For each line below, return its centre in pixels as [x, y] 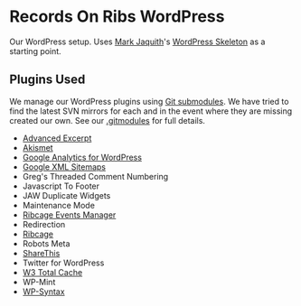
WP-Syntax [43, 292]
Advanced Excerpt [57, 138]
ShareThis [41, 253]
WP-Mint [39, 282]
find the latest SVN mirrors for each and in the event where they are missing [151, 111]
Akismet [38, 147]
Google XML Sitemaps [64, 167]
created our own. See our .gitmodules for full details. [108, 120]
